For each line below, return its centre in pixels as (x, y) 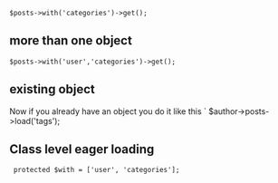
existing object (52, 89)
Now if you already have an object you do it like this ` (108, 111)
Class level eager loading (82, 149)
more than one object (71, 41)
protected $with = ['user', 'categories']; (96, 170)
